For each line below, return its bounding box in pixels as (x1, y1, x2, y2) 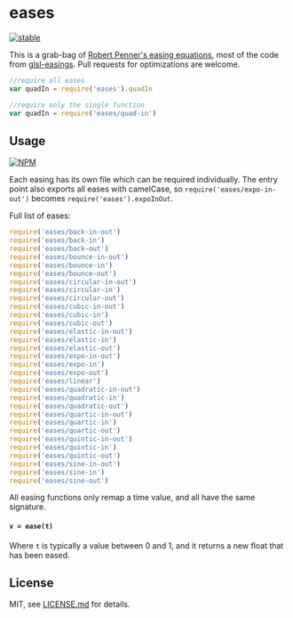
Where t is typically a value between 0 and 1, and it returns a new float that (9, 540, 284, 550)
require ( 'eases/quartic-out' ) (9, 427, 122, 435)
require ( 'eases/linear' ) (9, 377, 101, 386)
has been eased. (9, 549, 70, 560)
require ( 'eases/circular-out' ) (9, 294, 125, 303)
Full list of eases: (9, 210, 71, 221)
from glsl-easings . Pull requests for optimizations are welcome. (9, 59, 241, 69)
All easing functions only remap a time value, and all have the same (9, 492, 256, 503)
